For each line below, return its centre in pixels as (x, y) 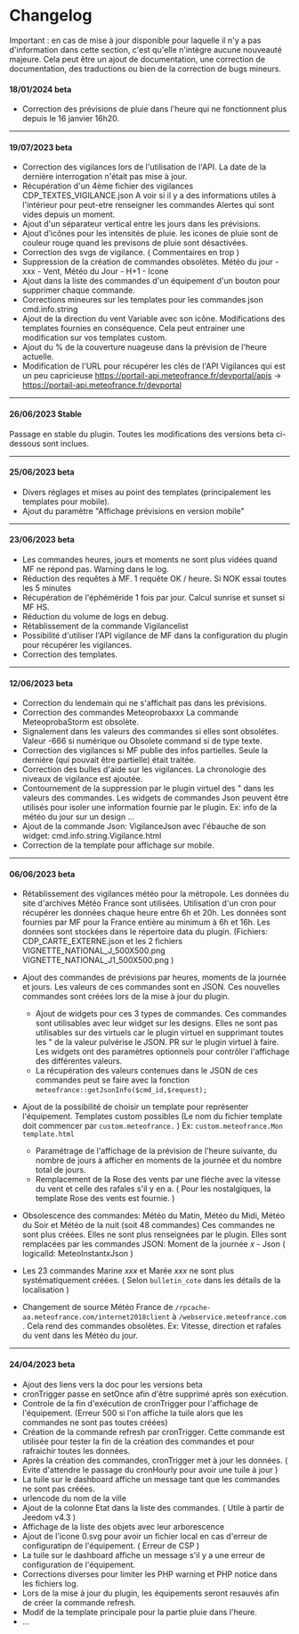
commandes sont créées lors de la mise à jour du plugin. (126, 997)
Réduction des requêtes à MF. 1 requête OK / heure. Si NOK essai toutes (154, 578)
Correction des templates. (70, 654)
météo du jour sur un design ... (78, 817)
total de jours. (61, 1170)
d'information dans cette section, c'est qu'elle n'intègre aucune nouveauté (145, 49)
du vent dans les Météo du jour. (80, 1336)
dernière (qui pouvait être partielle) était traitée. (109, 760)
